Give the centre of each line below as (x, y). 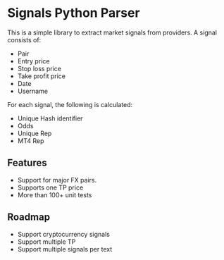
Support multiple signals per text (65, 249)
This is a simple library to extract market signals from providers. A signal (112, 32)
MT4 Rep (31, 141)
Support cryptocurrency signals (64, 234)
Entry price (33, 61)
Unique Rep (35, 133)
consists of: (24, 39)
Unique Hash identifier (50, 118)
